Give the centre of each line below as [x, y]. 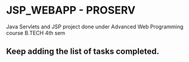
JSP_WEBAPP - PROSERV [71, 10]
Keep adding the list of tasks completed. [83, 52]
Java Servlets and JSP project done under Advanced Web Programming [95, 27]
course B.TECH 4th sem [36, 32]
